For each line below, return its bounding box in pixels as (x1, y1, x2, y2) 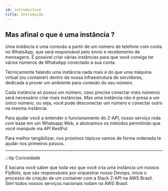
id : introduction (5, 7, 41, 12)
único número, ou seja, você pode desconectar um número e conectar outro (5, 100, 162, 106)
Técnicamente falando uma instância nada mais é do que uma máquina (5, 69, 151, 75)
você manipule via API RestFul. (5, 126, 69, 132)
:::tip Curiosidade (5, 155, 41, 161)
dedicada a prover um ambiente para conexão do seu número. (5, 80, 134, 86)
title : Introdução (5, 12, 43, 17)
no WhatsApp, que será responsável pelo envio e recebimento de (5, 49, 140, 55)
